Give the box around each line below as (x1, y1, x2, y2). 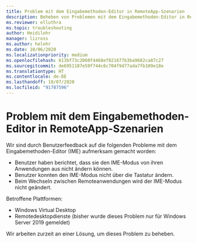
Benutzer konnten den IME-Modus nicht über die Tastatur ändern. (14, 171, 174, 178)
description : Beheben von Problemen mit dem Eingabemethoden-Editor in (6, 14, 185, 20)
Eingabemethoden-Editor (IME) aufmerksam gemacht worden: (6, 147, 157, 155)
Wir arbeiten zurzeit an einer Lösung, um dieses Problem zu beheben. (6, 230, 175, 237)
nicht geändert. (14, 183, 52, 190)
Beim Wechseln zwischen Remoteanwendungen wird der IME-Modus (14, 178, 182, 185)
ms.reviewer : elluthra (6, 19, 62, 25)
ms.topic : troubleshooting (6, 25, 72, 31)
